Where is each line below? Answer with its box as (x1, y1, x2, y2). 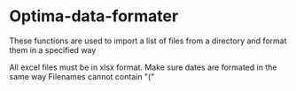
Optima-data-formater (9, 6, 179, 27)
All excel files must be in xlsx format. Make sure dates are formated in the (9, 62, 277, 72)
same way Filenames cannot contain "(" (9, 71, 155, 81)
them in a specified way (9, 44, 97, 55)
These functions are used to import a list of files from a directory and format (9, 35, 287, 46)
